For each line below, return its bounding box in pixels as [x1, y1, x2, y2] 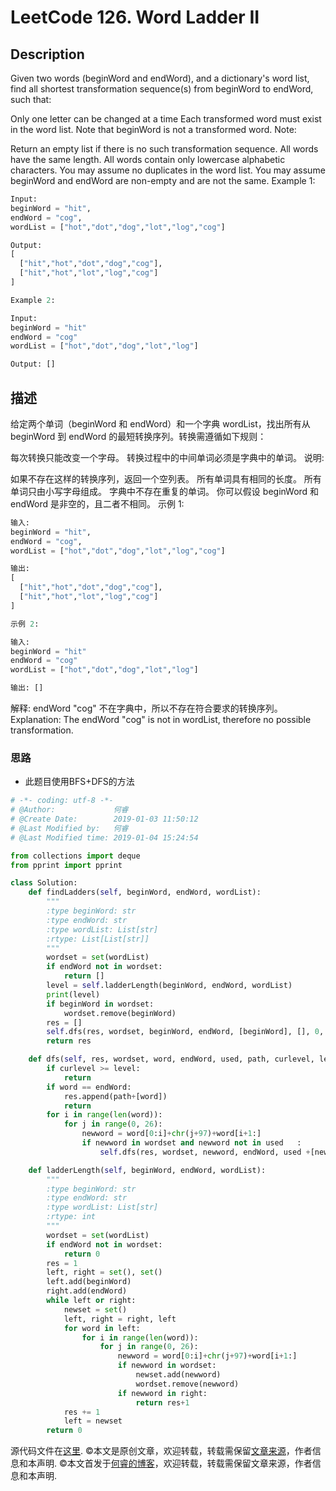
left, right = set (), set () [46, 1267, 163, 1278]
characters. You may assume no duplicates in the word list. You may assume [10, 164, 326, 176]
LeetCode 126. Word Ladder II [10, 6, 260, 29]
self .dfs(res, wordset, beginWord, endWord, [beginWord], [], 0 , [46, 1027, 325, 1037]
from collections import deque [10, 851, 141, 861]
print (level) [46, 989, 101, 1000]
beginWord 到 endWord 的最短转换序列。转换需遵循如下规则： [10, 430, 267, 442]
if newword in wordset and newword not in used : [81, 1138, 302, 1148]
